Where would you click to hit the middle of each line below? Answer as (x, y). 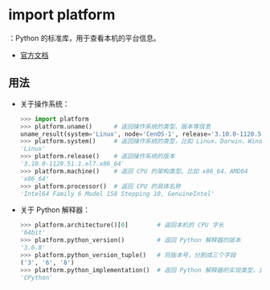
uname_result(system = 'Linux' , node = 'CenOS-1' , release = (115, 134)
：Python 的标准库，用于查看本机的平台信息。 (84, 38)
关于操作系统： (45, 104)
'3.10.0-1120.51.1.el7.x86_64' (72, 164)
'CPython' (37, 278)
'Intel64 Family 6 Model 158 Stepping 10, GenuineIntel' (117, 194)
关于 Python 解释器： (55, 210)
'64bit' (33, 233)
